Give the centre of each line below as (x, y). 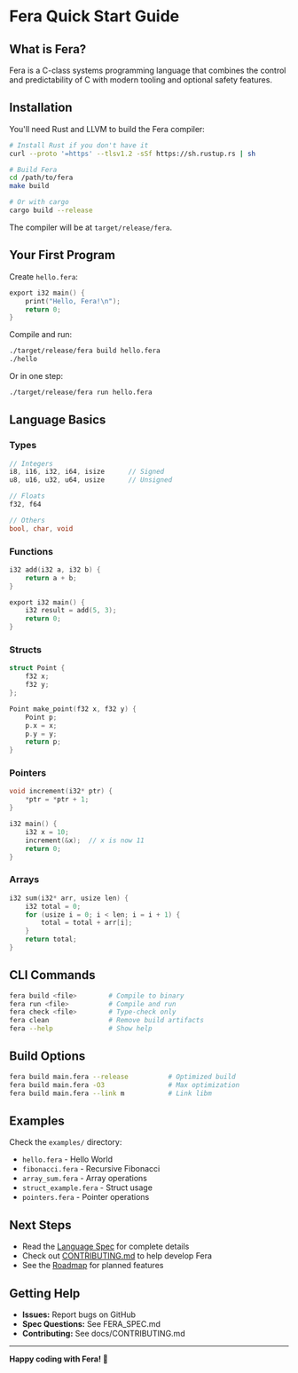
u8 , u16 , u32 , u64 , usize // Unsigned (91, 480)
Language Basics (58, 420)
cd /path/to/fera (41, 178)
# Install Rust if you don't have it (79, 145)
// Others (27, 520)
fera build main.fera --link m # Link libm (111, 1093)
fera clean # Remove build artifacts (106, 1021)
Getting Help (45, 1293)
